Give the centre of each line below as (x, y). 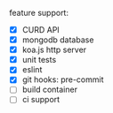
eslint (32, 70)
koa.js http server (54, 50)
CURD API (40, 30)
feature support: (39, 13)
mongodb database (58, 40)
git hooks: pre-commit (63, 79)
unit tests (39, 60)
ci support (41, 100)
